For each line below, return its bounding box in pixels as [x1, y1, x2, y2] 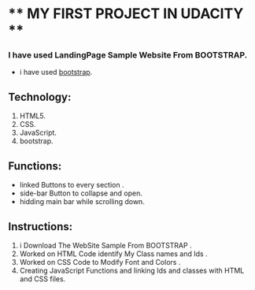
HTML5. [19, 111, 46, 121]
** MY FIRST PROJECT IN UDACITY [8, 5, 244, 23]
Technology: [8, 90, 72, 103]
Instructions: [8, 220, 73, 233]
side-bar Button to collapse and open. [19, 188, 143, 198]
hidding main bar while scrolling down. [19, 197, 146, 206]
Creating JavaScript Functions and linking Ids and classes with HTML [19, 266, 245, 275]
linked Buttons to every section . [19, 180, 124, 190]
